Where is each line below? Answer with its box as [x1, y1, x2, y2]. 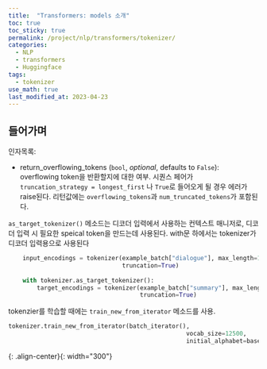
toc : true [8, 19, 41, 27]
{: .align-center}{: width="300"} [8, 351, 113, 361]
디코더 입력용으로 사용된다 [8, 239, 90, 248]
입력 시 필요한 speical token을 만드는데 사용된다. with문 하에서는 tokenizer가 [16, 229, 257, 238]
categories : [8, 41, 48, 49]
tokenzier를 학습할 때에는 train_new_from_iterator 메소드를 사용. [8, 306, 216, 316]
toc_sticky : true [8, 26, 66, 34]
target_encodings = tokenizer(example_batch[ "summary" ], [37, 283, 229, 292]
